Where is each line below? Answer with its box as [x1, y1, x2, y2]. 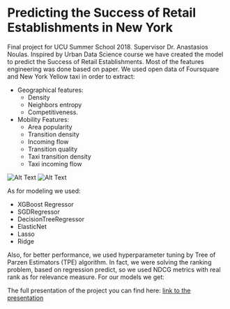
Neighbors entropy [27, 100, 82, 109]
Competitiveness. [27, 108, 79, 116]
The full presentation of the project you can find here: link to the [7, 286, 191, 294]
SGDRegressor [17, 207, 61, 216]
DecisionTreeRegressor [17, 214, 85, 223]
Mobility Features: [17, 115, 70, 123]
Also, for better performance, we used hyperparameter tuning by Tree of [7, 251, 216, 259]
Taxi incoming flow [27, 159, 82, 168]
